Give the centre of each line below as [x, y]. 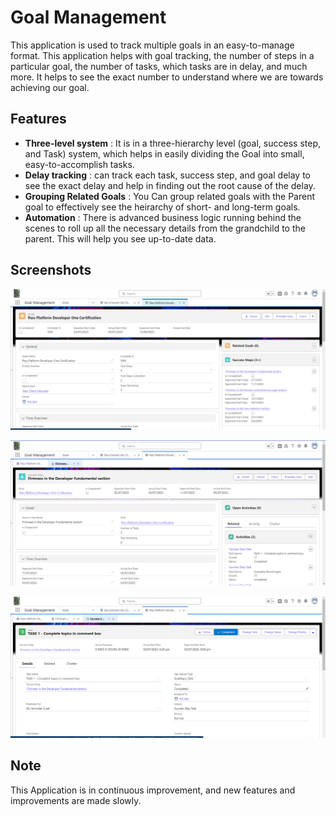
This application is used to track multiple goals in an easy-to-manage [152, 45]
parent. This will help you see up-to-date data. [120, 238]
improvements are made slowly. [76, 800]
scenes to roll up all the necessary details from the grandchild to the [165, 228]
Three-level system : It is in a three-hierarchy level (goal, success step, [172, 143]
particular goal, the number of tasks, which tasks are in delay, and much [159, 66]
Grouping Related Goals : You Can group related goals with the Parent [169, 196]
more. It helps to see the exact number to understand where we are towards [167, 77]
